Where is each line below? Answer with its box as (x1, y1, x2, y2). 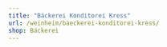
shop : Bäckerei (8, 26, 59, 34)
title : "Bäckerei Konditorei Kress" (8, 11, 131, 20)
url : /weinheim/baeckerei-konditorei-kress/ (8, 19, 160, 27)
